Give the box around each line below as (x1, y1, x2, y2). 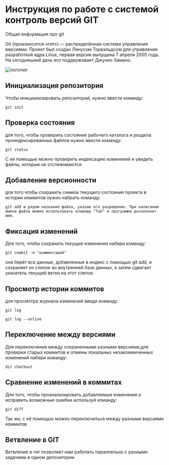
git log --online (5, 317, 42, 322)
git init (5, 105, 24, 110)
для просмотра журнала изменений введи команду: (5, 298, 119, 304)
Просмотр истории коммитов (5, 284, 104, 293)
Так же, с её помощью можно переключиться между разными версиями (5, 415, 164, 421)
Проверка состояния (5, 118, 75, 127)
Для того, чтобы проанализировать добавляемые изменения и (5, 391, 141, 398)
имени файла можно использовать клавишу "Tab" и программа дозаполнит (5, 209, 157, 214)
